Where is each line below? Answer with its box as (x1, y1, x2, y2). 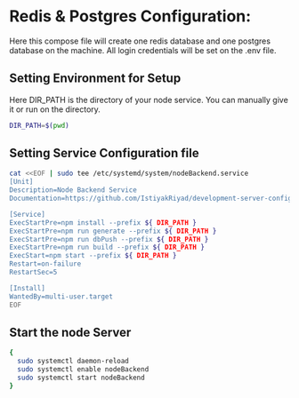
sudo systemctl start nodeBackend (17, 373, 145, 382)
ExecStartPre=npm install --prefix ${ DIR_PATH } (9, 218, 198, 227)
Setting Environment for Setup (9, 71, 182, 86)
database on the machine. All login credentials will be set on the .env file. (9, 44, 277, 55)
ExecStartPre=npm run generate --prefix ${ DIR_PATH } (9, 227, 217, 235)
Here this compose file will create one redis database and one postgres (9, 36, 271, 46)
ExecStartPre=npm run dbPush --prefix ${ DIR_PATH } (9, 235, 209, 243)
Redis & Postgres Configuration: (9, 6, 252, 27)
